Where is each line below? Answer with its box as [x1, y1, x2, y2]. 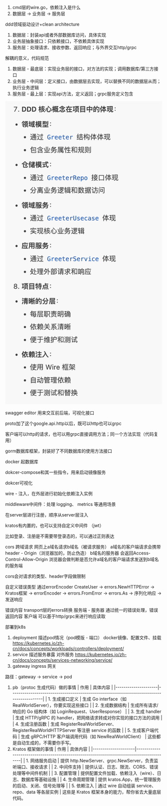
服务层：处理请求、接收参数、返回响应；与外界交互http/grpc [12, 45, 137, 50]
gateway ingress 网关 [12, 663, 56, 669]
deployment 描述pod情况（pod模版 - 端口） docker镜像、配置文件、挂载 [12, 635, 162, 641]
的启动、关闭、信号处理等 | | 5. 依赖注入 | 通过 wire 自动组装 [12, 783, 136, 789]
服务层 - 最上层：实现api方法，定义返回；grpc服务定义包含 [12, 91, 134, 97]
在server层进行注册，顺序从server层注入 [5, 512, 89, 518]
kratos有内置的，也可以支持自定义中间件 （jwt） [5, 522, 104, 528]
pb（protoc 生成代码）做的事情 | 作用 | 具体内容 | [12, 684, 113, 690]
